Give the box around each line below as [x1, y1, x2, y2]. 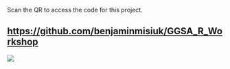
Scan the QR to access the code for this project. [7, 6, 143, 14]
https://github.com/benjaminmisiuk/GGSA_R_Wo [7, 25, 223, 37]
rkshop [7, 36, 39, 48]
